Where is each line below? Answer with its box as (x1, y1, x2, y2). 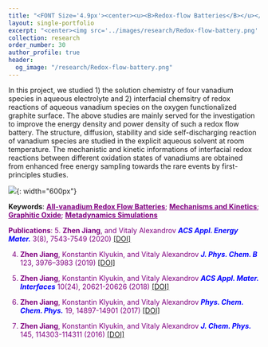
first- (222, 161, 238, 171)
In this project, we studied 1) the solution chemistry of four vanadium (8, 85, 234, 95)
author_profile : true (8, 49, 81, 57)
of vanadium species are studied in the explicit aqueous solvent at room (8, 136, 245, 146)
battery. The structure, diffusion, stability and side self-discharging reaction (8, 127, 257, 137)
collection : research (8, 33, 81, 42)
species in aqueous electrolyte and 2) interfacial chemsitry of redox (8, 93, 231, 103)
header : (8, 57, 34, 64)
